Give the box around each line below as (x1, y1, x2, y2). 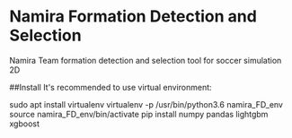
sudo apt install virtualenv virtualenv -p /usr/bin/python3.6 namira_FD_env (9, 99, 283, 109)
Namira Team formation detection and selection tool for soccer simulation (9, 55, 282, 65)
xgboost (9, 118, 40, 129)
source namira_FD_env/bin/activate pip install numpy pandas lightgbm (9, 108, 269, 119)
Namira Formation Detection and (9, 6, 258, 27)
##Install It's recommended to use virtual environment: (9, 82, 213, 92)
